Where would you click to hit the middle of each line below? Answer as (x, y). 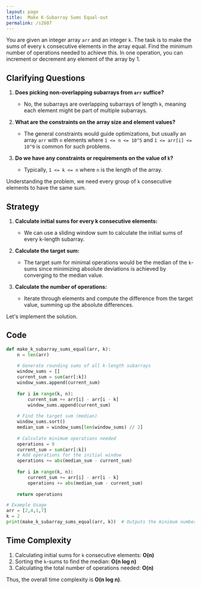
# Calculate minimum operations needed (67, 438)
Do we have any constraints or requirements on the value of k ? (94, 158)
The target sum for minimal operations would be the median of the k (107, 262)
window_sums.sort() (41, 422)
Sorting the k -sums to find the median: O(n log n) (75, 561)
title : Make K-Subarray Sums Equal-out (57, 17)
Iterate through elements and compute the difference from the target (108, 298)
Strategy (23, 207)
